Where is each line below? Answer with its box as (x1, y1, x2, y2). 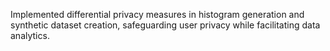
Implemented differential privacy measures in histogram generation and (10, 9, 305, 20)
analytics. (10, 30, 50, 41)
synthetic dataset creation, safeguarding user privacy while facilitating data (10, 19, 321, 31)
